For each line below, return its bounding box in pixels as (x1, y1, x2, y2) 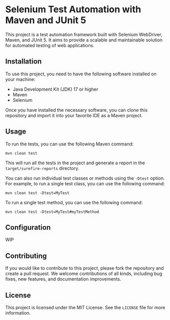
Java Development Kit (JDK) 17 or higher (12, 86, 99, 92)
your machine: (5, 76, 36, 82)
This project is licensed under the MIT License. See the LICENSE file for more (5, 305, 165, 310)
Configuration (5, 223, 51, 231)
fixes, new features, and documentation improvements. (5, 276, 122, 282)
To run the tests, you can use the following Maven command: (5, 141, 134, 147)
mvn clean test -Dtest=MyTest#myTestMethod (5, 209, 100, 215)
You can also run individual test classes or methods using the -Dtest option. (5, 175, 165, 181)
